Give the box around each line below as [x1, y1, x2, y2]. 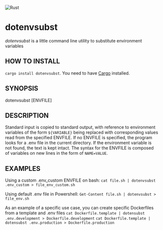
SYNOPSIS [5, 84, 39, 93]
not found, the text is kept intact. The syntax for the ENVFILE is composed [5, 145, 154, 151]
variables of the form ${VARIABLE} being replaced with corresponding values [5, 129, 159, 135]
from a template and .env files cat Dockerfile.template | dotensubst [5, 210, 145, 216]
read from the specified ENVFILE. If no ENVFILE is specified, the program [5, 135, 153, 141]
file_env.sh [5, 196, 29, 201]
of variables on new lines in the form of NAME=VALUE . [5, 150, 108, 156]
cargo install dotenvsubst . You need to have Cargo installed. [5, 70, 130, 76]
